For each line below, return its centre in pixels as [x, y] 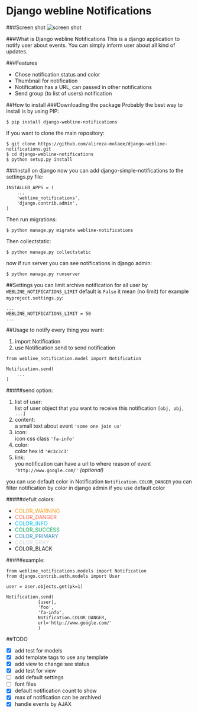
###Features [22, 63]
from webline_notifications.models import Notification [76, 571]
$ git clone [21, 144]
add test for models [38, 650]
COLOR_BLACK [33, 548]
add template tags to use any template [61, 657]
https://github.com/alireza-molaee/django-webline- [103, 144]
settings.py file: [25, 177]
